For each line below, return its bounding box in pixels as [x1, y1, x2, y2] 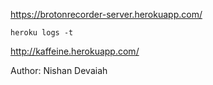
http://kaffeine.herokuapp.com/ [10, 45, 140, 57]
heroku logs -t [10, 28, 74, 38]
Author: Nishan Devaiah [10, 65, 108, 76]
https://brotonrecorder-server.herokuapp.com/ [10, 9, 203, 20]
